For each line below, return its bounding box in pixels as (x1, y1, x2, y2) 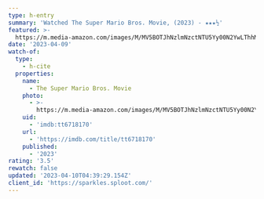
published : (22, 143, 58, 150)
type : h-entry (8, 11, 55, 20)
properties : (15, 70, 55, 78)
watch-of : (8, 48, 41, 56)
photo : (22, 92, 44, 99)
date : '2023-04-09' (8, 41, 72, 49)
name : (22, 77, 41, 85)
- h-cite (22, 63, 51, 71)
